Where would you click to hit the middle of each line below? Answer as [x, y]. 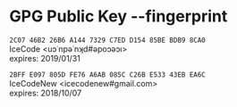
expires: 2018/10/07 [46, 93]
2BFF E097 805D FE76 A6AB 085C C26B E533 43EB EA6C [107, 74]
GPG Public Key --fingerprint [118, 16]
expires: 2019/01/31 [45, 58]
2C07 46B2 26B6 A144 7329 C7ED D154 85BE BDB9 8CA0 [107, 40]
